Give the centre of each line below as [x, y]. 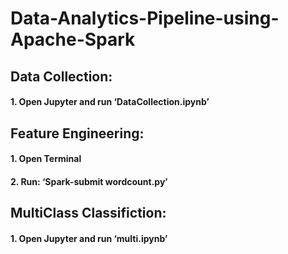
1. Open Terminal [46, 159]
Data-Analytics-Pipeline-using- [145, 18]
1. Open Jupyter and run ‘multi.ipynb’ [89, 238]
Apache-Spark [73, 39]
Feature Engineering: [77, 133]
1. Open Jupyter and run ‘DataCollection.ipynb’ [110, 102]
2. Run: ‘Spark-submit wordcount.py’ [89, 181]
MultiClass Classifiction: [88, 213]
